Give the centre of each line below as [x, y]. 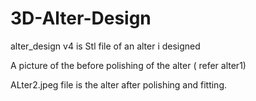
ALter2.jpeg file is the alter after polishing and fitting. [119, 84]
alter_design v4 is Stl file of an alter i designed [105, 46]
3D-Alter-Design [81, 18]
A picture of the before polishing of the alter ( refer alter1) [128, 65]
